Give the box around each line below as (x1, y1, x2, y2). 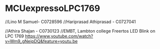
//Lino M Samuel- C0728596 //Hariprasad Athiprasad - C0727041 (5, 19, 136, 24)
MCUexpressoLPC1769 (5, 3, 101, 14)
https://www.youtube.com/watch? (25, 33, 93, 39)
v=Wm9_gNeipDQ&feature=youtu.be (5, 38, 78, 44)
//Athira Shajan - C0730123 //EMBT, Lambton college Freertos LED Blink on (5, 28, 156, 34)
